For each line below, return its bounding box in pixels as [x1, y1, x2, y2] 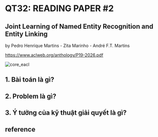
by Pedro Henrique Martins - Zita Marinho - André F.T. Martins [5, 43, 130, 49]
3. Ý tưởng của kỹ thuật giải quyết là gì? [5, 109, 127, 117]
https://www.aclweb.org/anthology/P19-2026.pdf [5, 52, 104, 58]
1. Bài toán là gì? [5, 76, 54, 84]
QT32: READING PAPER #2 [5, 3, 114, 14]
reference [5, 125, 35, 134]
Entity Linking [5, 30, 48, 38]
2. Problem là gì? [5, 92, 57, 100]
